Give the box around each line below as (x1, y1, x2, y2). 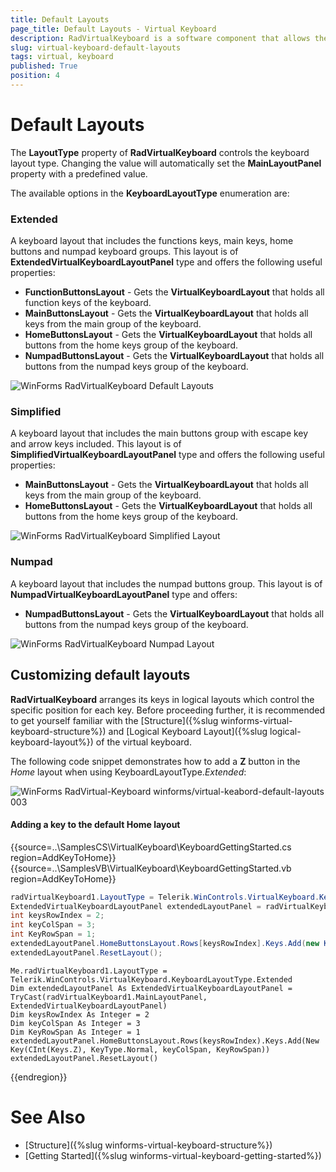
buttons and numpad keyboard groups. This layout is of (10, 246, 239, 258)
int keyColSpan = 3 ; (10, 920, 97, 930)
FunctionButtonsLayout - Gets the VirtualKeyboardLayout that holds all (24, 286, 325, 298)
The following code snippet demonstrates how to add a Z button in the (10, 755, 301, 767)
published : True (10, 61, 78, 71)
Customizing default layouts (10, 667, 191, 684)
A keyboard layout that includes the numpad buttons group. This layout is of (10, 577, 323, 590)
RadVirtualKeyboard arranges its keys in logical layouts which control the (10, 693, 315, 705)
